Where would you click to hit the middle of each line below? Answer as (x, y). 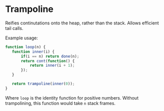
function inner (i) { (33, 52)
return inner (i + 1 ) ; (52, 66)
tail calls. (14, 28)
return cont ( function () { (48, 61)
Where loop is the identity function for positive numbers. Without (72, 98)
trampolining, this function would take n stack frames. (60, 103)
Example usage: (22, 38)
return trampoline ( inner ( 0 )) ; (43, 84)
